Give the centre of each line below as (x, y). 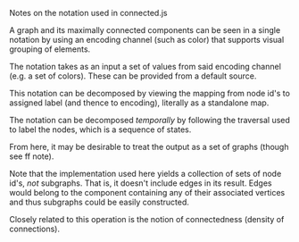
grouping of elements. (50, 49)
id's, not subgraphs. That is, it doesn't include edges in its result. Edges (141, 183)
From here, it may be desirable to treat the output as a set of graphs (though (149, 147)
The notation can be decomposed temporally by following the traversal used (149, 120)
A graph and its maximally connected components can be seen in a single (145, 30)
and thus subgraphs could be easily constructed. (100, 202)
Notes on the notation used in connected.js (88, 13)
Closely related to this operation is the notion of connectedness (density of (147, 219)
